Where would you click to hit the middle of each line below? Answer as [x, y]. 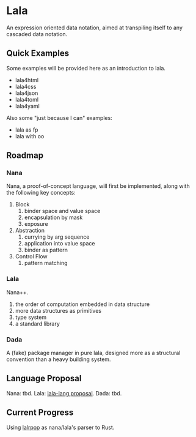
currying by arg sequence [57, 237]
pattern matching [46, 263]
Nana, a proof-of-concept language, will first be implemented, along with [98, 186]
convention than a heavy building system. [59, 359]
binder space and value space [62, 211]
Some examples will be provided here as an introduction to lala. [86, 68]
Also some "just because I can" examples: [60, 118]
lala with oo [30, 136]
